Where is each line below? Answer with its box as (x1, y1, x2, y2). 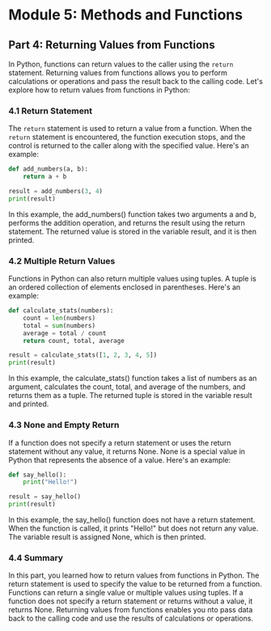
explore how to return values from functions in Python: (8, 85, 190, 95)
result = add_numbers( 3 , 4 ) (8, 188, 104, 196)
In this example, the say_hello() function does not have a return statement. (8, 515, 256, 525)
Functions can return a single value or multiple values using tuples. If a (8, 588, 244, 598)
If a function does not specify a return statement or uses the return (8, 438, 231, 447)
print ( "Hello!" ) (23, 478, 78, 486)
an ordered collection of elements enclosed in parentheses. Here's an (8, 282, 241, 292)
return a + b (23, 172, 67, 181)
